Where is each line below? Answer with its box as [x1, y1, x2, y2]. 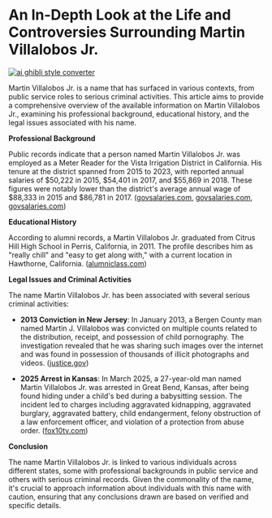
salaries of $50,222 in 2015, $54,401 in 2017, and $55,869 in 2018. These [8, 175, 253, 185]
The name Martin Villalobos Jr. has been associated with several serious [8, 290, 250, 300]
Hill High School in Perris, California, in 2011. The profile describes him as [8, 241, 253, 251]
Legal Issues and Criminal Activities [8, 274, 132, 284]
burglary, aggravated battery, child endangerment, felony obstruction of [19, 408, 261, 418]
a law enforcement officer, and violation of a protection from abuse [19, 417, 245, 427]
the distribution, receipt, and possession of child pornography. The [19, 331, 244, 341]
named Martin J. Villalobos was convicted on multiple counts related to [19, 323, 257, 333]
